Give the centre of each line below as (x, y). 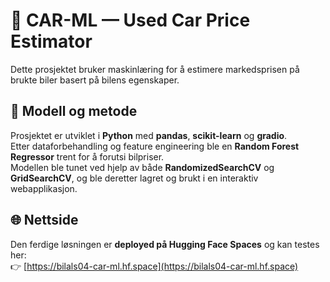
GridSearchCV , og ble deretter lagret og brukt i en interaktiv (134, 178)
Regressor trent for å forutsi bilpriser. (87, 156)
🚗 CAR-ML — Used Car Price (130, 20)
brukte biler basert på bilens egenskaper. (95, 80)
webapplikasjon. (44, 188)
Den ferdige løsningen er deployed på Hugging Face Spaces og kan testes (165, 244)
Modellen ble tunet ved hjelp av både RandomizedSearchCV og (142, 167)
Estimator (51, 41)
